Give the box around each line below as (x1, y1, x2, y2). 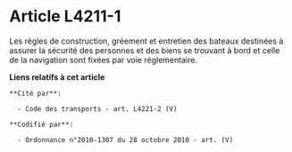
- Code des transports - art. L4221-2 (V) (17, 104, 178, 113)
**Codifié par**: (9, 120, 74, 129)
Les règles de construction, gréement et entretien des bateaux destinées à (9, 36, 284, 46)
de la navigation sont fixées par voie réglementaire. (9, 54, 198, 65)
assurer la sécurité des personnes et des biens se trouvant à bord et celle (9, 44, 280, 55)
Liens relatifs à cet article (9, 71, 105, 82)
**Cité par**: (9, 89, 63, 98)
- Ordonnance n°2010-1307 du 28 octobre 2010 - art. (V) (17, 135, 234, 144)
